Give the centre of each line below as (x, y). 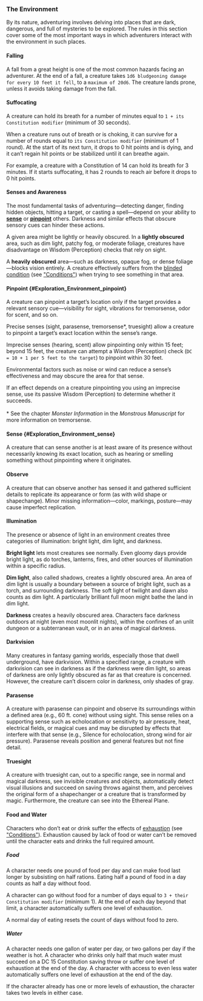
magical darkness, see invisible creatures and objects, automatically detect (100, 781)
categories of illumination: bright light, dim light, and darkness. (84, 541)
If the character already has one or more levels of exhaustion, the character (101, 986)
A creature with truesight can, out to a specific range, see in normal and (96, 775)
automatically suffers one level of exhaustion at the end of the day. (89, 975)
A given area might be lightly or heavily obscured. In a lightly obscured (95, 236)
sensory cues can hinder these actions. (55, 225)
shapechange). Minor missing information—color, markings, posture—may (99, 501)
